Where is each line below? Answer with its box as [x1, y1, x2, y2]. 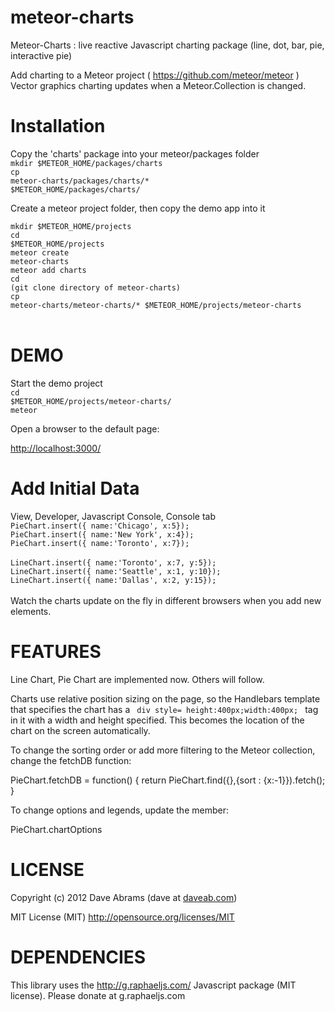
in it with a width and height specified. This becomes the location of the [10, 714, 305, 726]
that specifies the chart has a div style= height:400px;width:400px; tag [10, 703, 319, 715]
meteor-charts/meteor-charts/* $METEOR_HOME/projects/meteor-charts [10, 300, 302, 310]
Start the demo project [10, 377, 103, 389]
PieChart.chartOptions [10, 823, 103, 835]
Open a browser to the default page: [10, 422, 160, 435]
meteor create [10, 247, 70, 258]
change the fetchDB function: [10, 754, 132, 766]
